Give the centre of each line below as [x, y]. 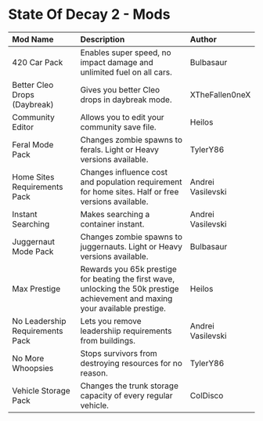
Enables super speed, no [126, 53]
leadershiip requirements [126, 331]
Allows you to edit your [122, 117]
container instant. [112, 223]
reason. [94, 372]
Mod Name [33, 39]
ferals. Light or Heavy [119, 149]
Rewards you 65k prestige [129, 269]
